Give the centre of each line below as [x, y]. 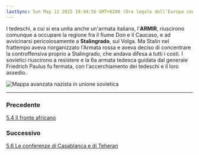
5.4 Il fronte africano [31, 117]
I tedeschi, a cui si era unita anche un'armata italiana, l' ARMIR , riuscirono [95, 28]
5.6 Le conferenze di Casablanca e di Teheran [62, 146]
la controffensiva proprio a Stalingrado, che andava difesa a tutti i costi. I [95, 53]
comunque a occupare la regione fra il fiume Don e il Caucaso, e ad [88, 35]
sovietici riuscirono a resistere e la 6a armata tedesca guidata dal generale [97, 60]
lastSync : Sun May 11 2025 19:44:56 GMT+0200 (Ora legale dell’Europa [95, 12]
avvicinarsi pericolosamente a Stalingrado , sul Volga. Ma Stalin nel [88, 41]
